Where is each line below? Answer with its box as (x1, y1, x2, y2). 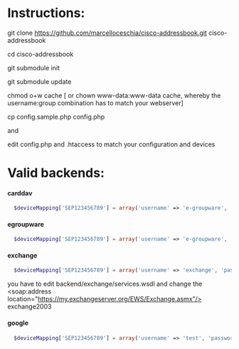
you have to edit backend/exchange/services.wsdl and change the (7, 279, 203, 289)
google (7, 318, 28, 327)
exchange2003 (7, 302, 52, 311)
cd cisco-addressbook (7, 50, 74, 58)
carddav (7, 188, 33, 197)
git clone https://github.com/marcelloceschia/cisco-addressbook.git (7, 28, 208, 37)
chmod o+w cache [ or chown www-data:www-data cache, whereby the (7, 91, 221, 100)
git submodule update (7, 77, 72, 86)
